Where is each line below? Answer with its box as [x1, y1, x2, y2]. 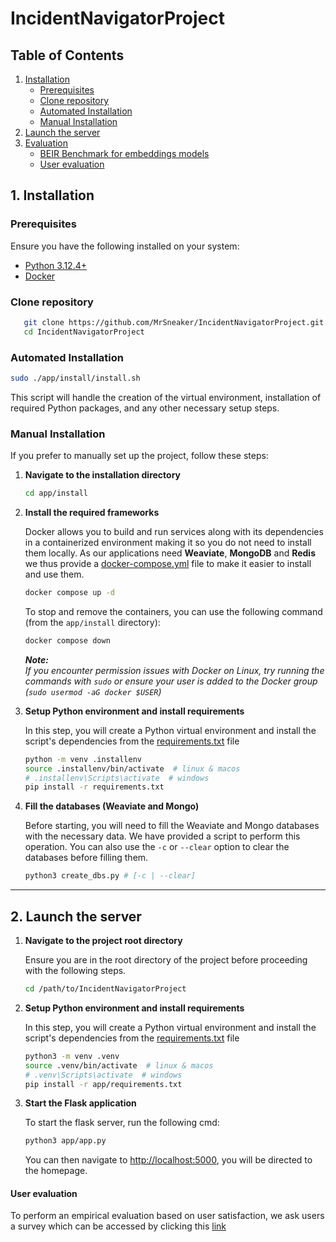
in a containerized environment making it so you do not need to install [24, 537, 312, 549]
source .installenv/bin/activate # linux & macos [24, 763, 241, 774]
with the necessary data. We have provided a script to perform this [24, 830, 301, 842]
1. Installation [10, 187, 95, 204]
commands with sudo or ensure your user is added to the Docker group [24, 675, 318, 687]
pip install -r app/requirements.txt [24, 1079, 183, 1089]
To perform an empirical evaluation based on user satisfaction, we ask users [10, 1210, 325, 1222]
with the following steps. [24, 965, 127, 977]
